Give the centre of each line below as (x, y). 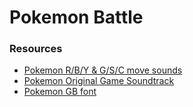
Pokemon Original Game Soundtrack (99, 81)
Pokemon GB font (60, 92)
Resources (36, 49)
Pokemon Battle (76, 17)
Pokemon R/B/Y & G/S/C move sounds (103, 70)
